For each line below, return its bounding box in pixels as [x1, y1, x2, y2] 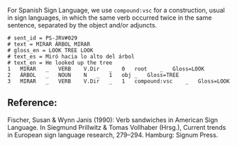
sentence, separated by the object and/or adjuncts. [7, 21, 158, 29]
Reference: [7, 97, 57, 109]
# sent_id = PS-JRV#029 [7, 35, 78, 42]
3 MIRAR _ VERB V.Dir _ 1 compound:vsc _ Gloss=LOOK [7, 78, 231, 85]
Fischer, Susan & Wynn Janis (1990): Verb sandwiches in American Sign [7, 116, 219, 124]
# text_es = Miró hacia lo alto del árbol [7, 53, 135, 60]
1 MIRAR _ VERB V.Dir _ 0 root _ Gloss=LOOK [7, 66, 204, 73]
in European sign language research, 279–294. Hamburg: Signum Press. [7, 130, 219, 139]
